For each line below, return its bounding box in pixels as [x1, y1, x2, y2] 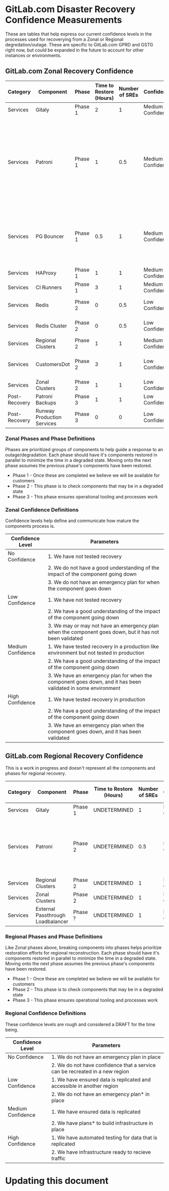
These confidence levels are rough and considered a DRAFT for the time [5, 1021, 155, 1027]
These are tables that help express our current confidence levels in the [5, 31, 152, 37]
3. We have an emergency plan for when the [47, 672, 152, 679]
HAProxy [35, 269, 57, 276]
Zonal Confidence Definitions [5, 506, 79, 513]
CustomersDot [35, 360, 70, 367]
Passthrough [35, 912, 66, 919]
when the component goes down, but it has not [47, 629, 159, 636]
